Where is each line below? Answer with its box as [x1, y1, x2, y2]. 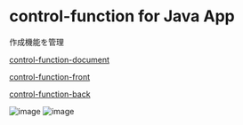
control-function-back [9, 89, 91, 99]
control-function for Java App [9, 6, 235, 27]
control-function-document [9, 54, 109, 65]
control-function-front [9, 71, 91, 82]
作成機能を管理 [9, 36, 64, 47]
